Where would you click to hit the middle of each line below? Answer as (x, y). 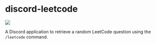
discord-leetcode (41, 9)
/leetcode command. (27, 37)
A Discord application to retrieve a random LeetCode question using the (78, 32)
